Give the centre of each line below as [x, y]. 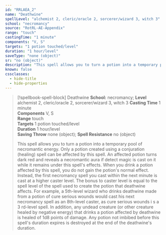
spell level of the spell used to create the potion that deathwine [81, 186]
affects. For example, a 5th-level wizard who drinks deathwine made [87, 191]
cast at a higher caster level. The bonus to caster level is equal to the [87, 181]
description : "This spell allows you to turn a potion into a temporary [82, 65]
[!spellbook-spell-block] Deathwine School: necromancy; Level [82, 97]
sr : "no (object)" [24, 60]
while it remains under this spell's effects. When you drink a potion [85, 165]
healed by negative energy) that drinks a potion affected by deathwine [89, 212]
